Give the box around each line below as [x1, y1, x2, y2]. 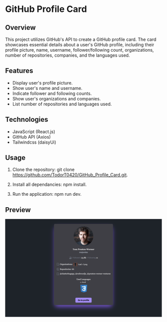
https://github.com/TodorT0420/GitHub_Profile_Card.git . [12, 172, 128, 178]
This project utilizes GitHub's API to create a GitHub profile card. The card [5, 36, 157, 42]
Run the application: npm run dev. [12, 191, 82, 197]
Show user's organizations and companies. [12, 95, 101, 101]
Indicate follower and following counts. [12, 90, 92, 96]
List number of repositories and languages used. [12, 101, 112, 107]
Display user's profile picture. [12, 80, 73, 85]
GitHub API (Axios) [12, 134, 51, 140]
